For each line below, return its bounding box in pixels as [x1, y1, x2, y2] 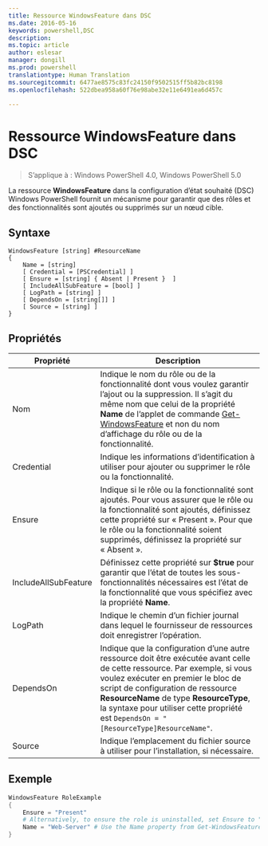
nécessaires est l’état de [157, 576, 249, 588]
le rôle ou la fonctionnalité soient [100, 524, 222, 535]
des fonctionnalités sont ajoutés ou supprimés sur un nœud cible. [8, 203, 224, 212]
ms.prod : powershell [8, 64, 77, 72]
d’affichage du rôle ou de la [100, 428, 203, 439]
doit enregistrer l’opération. [100, 629, 202, 640]
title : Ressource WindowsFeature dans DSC [8, 11, 152, 20]
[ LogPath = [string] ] [22, 289, 102, 297]
